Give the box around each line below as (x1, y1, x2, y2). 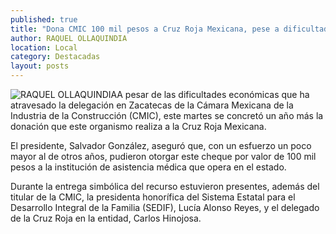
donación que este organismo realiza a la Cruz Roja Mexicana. (10, 121, 267, 132)
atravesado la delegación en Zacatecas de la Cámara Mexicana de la (10, 99, 294, 111)
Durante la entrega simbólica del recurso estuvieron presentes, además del (10, 181, 320, 192)
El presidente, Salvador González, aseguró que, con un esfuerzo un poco (10, 140, 312, 151)
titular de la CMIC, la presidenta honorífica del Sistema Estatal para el (10, 191, 296, 203)
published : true (10, 14, 78, 25)
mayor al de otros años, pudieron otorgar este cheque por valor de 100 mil (10, 151, 317, 162)
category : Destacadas (10, 52, 101, 62)
